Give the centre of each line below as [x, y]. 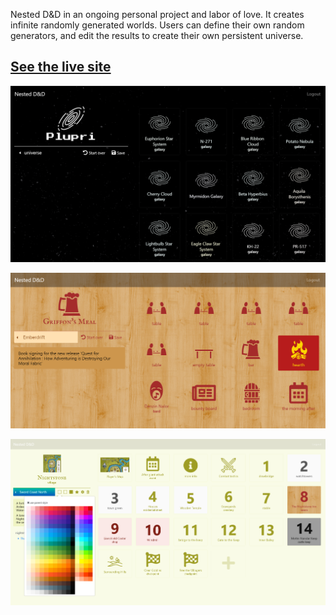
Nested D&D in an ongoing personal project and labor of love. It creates [157, 14]
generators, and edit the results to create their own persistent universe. [157, 35]
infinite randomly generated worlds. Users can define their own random [157, 25]
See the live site [61, 67]
